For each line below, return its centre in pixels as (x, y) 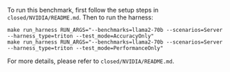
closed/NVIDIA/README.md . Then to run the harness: (80, 17)
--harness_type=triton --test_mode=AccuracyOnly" (81, 36)
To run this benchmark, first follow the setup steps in (83, 10)
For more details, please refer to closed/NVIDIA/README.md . (91, 61)
